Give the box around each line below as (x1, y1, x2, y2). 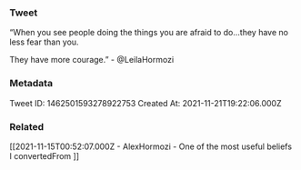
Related (9, 120, 45, 133)
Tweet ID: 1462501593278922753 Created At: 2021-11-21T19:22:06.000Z (9, 97, 282, 108)
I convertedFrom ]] (9, 150, 80, 161)
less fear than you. (9, 36, 79, 47)
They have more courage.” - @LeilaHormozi (9, 55, 175, 65)
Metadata (9, 77, 53, 90)
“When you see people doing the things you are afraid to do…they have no (9, 27, 289, 38)
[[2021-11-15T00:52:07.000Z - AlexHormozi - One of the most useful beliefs (9, 141, 293, 152)
